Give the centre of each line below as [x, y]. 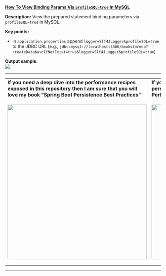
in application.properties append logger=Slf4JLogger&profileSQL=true [86, 41]
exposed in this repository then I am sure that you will [72, 89]
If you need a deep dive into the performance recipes [72, 82]
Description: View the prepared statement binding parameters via [72, 17]
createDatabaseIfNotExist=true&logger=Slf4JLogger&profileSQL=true [83, 52]
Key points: [17, 31]
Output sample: [21, 61]
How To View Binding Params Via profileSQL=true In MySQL [67, 7]
